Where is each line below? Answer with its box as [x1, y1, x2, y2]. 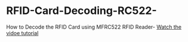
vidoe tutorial [6, 29, 39, 36]
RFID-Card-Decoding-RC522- [6, 4, 157, 17]
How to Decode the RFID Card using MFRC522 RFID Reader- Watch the [6, 23, 182, 30]
